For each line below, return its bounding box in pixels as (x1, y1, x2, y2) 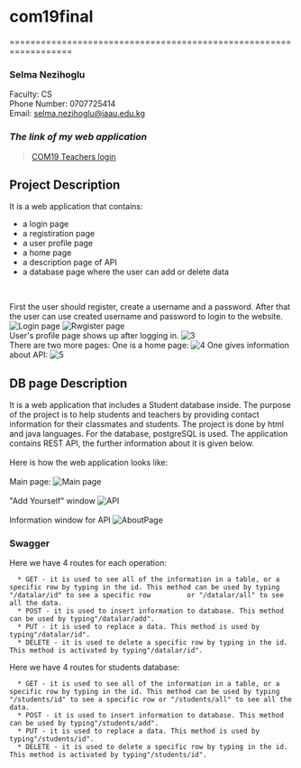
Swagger (9, 537, 50, 550)
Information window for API (9, 514, 111, 525)
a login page (22, 218, 69, 229)
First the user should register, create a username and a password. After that (9, 301, 291, 312)
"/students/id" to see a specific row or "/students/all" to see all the (9, 695, 293, 705)
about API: (9, 349, 49, 360)
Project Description (9, 177, 121, 192)
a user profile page (22, 237, 94, 249)
